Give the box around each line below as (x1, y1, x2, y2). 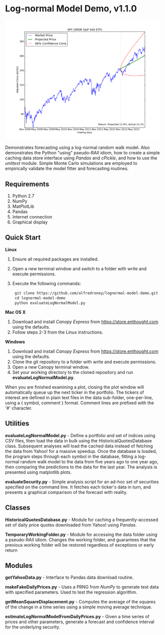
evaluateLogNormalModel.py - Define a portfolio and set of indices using (5, 432, 156, 438)
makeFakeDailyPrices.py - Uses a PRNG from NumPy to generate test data (5, 584, 159, 590)
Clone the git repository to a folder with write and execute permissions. (12, 359, 157, 365)
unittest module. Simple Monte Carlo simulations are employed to (5, 160, 138, 166)
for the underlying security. (5, 624, 61, 630)
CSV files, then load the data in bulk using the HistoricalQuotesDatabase (5, 438, 152, 444)
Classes (5, 504, 31, 512)
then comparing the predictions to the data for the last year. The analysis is (5, 464, 158, 470)
